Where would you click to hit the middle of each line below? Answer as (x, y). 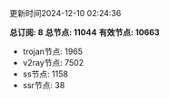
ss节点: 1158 (45, 74)
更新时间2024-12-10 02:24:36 (65, 13)
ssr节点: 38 (44, 85)
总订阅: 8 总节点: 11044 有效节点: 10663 (85, 32)
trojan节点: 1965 (53, 51)
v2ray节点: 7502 (53, 63)
